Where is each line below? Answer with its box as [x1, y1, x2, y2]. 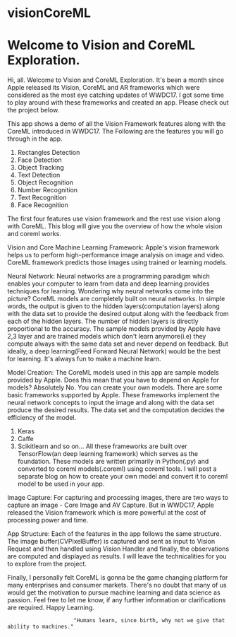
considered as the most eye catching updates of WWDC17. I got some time [7, 90, 224, 100]
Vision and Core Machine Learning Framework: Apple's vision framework [7, 243, 220, 252]
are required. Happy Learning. [7, 603, 95, 612]
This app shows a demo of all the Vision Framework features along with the [7, 119, 226, 128]
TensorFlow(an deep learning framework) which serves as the [17, 450, 199, 458]
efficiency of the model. [7, 414, 77, 422]
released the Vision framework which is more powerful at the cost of [7, 508, 206, 517]
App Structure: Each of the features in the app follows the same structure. [7, 530, 222, 538]
